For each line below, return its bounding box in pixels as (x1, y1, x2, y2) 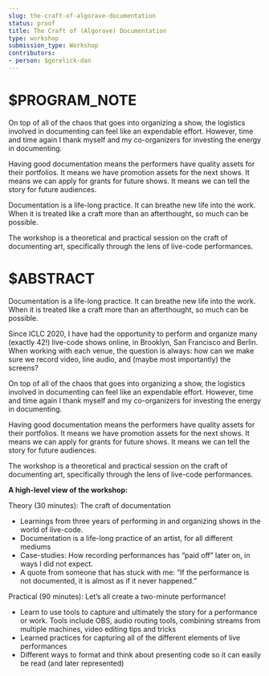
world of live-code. (19, 524, 84, 535)
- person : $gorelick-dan (8, 57, 92, 65)
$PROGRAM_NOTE (8, 92, 137, 109)
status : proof (8, 19, 56, 27)
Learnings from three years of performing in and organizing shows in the (19, 516, 261, 526)
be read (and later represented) (19, 658, 124, 668)
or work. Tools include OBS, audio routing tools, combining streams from (19, 616, 261, 625)
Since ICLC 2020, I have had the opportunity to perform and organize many (8, 329, 259, 338)
